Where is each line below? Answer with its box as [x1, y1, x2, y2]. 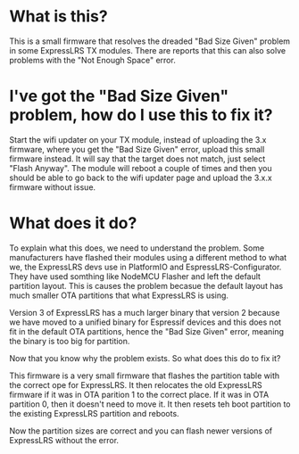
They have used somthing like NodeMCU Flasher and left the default [9, 270, 262, 282]
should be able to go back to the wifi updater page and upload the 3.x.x [9, 172, 272, 183]
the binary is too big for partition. [9, 335, 130, 346]
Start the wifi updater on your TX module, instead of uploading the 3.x [9, 134, 267, 144]
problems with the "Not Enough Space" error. [9, 54, 176, 65]
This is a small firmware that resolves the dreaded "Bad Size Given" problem [9, 36, 291, 46]
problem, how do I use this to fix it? [9, 105, 273, 126]
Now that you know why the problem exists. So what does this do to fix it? [9, 352, 281, 363]
